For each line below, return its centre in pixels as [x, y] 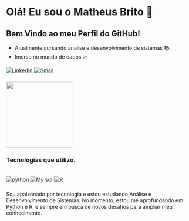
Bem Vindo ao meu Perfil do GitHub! [73, 34]
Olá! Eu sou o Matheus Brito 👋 [80, 12]
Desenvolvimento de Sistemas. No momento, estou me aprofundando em [95, 200]
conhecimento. [24, 213]
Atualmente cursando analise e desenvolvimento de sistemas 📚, [93, 48]
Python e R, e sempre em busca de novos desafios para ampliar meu [90, 206]
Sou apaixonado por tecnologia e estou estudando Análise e [79, 194]
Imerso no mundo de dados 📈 [51, 57]
